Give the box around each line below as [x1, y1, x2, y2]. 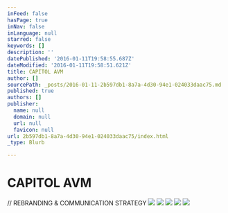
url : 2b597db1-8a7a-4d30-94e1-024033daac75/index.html [7, 133, 169, 139]
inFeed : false [7, 10, 49, 17]
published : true [7, 87, 54, 94]
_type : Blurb [7, 139, 45, 146]
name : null [13, 107, 45, 114]
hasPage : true [7, 17, 49, 24]
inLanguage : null [7, 29, 58, 37]
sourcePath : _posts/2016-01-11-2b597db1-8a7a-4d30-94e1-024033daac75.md [7, 81, 222, 88]
